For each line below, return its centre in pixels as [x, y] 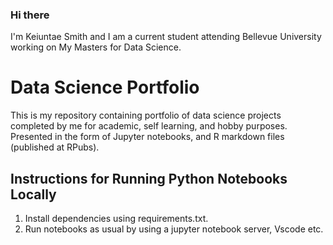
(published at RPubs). [55, 147]
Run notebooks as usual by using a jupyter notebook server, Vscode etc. [174, 229]
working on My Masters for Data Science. [96, 47]
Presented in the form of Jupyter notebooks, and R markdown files [147, 137]
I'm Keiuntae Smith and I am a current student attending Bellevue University [166, 37]
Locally [33, 194]
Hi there [30, 15]
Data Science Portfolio [105, 87]
